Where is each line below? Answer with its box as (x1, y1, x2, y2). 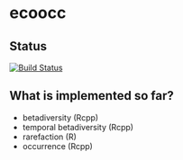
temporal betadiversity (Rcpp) (22, 121, 133, 132)
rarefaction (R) (22, 131, 77, 142)
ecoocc (9, 3, 67, 23)
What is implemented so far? (9, 88, 174, 103)
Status (9, 39, 48, 54)
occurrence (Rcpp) (22, 140, 93, 151)
